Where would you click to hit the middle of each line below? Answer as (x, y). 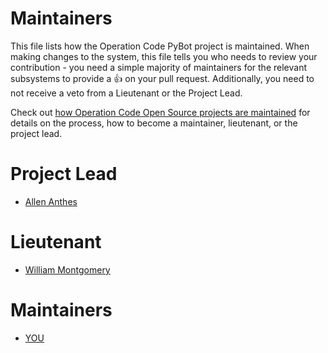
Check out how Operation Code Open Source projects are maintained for (160, 112)
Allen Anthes (51, 201)
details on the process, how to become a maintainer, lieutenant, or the (154, 123)
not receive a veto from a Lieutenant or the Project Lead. (126, 93)
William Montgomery (67, 269)
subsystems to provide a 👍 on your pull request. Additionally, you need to (162, 78)
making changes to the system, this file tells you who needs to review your (164, 56)
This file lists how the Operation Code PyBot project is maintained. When (160, 46)
